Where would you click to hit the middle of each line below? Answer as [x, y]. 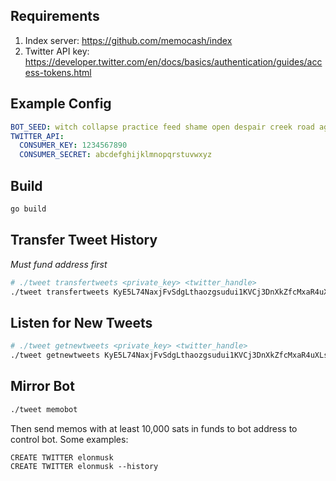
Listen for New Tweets [81, 322]
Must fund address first [59, 264]
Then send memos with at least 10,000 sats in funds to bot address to [154, 428]
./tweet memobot [44, 409]
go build [28, 209]
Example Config [61, 104]
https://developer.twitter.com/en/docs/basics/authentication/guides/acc [173, 61]
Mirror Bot [42, 386]
